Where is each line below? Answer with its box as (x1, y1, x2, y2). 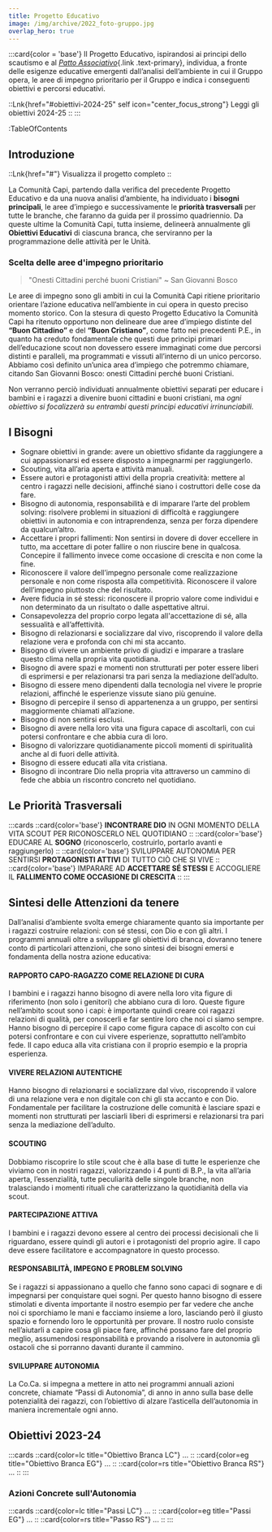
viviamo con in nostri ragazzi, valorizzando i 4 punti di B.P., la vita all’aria (8, 1165, 252, 1175)
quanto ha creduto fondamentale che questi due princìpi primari (8, 334, 222, 344)
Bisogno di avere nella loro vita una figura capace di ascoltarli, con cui (19, 723, 256, 733)
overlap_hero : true (8, 27, 75, 35)
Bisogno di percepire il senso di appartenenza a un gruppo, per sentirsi (19, 697, 258, 707)
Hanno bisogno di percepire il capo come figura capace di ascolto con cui (8, 1023, 256, 1033)
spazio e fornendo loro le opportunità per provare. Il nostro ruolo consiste (8, 1316, 254, 1326)
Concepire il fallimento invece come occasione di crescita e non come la (19, 550, 263, 561)
